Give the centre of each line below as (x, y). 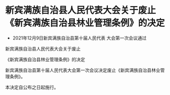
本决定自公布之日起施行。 (32, 87)
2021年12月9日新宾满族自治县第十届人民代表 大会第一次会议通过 (79, 38)
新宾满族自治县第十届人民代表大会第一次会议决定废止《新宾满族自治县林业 (83, 70)
